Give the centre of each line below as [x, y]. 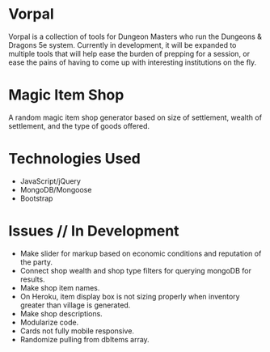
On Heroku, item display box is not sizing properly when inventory [130, 296]
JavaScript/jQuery [50, 181]
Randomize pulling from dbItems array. [84, 339]
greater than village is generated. [75, 305]
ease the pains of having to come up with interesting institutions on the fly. [133, 62]
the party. [36, 262]
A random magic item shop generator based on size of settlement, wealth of [135, 117]
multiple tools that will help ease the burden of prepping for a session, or [129, 53]
